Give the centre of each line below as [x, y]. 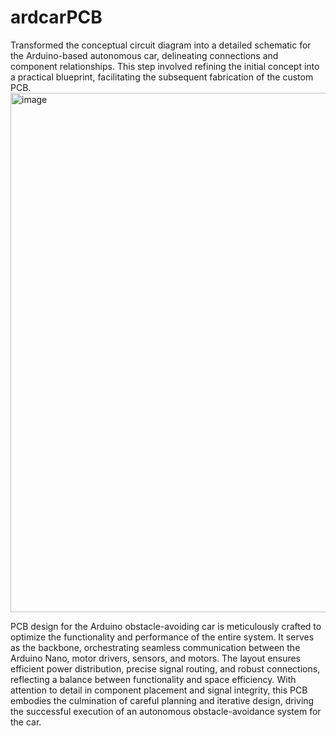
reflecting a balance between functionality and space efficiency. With [153, 679]
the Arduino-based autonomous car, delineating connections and [144, 55]
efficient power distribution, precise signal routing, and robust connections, [165, 668]
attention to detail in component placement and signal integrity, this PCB [159, 690]
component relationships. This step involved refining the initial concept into [165, 66]
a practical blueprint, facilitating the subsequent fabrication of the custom [162, 77]
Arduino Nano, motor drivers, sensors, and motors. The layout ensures [155, 658]
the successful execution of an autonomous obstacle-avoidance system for [166, 711]
